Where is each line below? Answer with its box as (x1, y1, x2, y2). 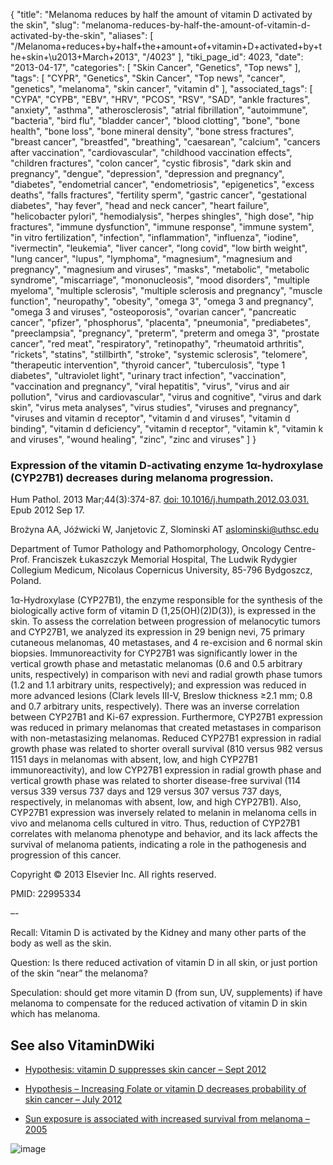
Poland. (10, 575, 42, 587)
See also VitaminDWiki (10, 1037, 155, 1054)
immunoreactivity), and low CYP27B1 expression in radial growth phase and (10, 764, 322, 776)
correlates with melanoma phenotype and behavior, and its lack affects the (10, 828, 318, 840)
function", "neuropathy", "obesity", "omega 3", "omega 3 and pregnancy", (10, 295, 315, 307)
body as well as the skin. (10, 937, 112, 949)
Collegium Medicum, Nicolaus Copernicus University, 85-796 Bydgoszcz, (10, 564, 313, 576)
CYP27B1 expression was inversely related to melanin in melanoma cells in (10, 807, 317, 819)
